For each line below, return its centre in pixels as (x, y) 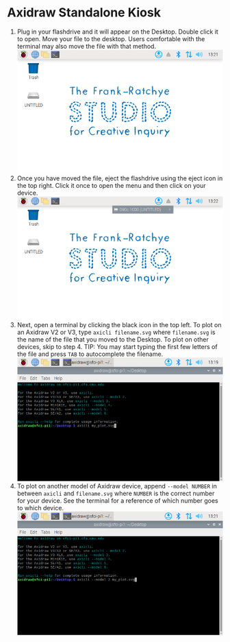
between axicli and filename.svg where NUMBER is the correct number (116, 494)
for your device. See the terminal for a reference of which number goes (117, 501)
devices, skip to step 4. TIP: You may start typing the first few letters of (117, 347)
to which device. (40, 508)
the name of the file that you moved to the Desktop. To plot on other (113, 340)
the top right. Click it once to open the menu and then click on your (112, 186)
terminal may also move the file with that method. (86, 46)
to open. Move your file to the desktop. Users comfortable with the (111, 38)
